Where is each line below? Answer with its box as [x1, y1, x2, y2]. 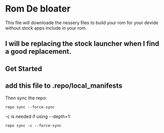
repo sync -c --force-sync [5, 123, 62, 128]
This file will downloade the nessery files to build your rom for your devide [5, 20, 158, 26]
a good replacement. [5, 47, 72, 56]
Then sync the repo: [5, 95, 47, 101]
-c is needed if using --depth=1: [5, 113, 71, 119]
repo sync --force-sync [5, 104, 55, 109]
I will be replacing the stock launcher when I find [5, 40, 159, 48]
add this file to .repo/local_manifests [5, 81, 123, 90]
